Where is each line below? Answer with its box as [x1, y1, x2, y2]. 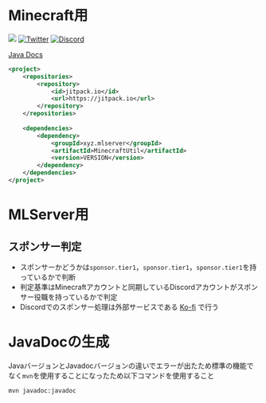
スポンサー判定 [8, 240, 82, 253]
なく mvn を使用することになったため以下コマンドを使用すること [8, 370, 215, 380]
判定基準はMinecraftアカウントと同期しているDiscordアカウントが [19, 282, 237, 291]
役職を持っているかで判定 [33, 291, 118, 302]
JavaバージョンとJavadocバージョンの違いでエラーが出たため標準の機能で [8, 361, 254, 370]
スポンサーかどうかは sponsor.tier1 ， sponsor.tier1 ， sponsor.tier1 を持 [19, 262, 257, 272]
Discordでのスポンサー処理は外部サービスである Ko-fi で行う [19, 302, 219, 311]
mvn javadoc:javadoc [8, 386, 77, 394]
